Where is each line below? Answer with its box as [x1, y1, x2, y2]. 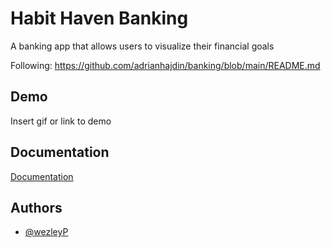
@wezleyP [24, 226, 69, 238]
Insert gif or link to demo [10, 115, 112, 127]
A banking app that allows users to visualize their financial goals [10, 40, 275, 52]
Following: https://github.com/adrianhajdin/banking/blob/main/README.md [10, 59, 321, 71]
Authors [10, 199, 63, 216]
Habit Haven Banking [10, 7, 189, 30]
